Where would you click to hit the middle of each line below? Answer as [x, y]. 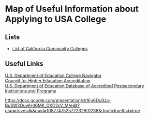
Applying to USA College [56, 19]
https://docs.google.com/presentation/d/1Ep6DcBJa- [58, 100]
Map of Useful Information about [72, 9]
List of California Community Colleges [50, 49]
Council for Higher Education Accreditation [48, 80]
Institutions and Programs [31, 91]
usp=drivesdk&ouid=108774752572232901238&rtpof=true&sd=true [73, 110]
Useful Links [24, 64]
